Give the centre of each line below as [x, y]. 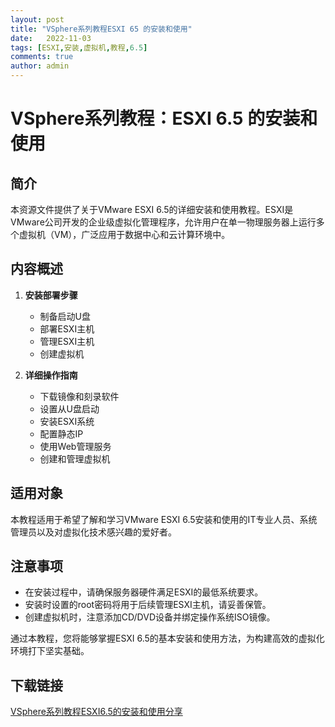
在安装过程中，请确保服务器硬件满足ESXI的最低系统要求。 [144, 592]
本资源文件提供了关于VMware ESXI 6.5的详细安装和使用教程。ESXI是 [152, 209]
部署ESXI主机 [67, 328]
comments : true [42, 57]
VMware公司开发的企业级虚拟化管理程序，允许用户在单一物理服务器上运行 [163, 222]
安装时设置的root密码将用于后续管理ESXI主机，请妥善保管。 [148, 605]
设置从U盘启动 [69, 408]
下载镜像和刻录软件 [79, 396]
